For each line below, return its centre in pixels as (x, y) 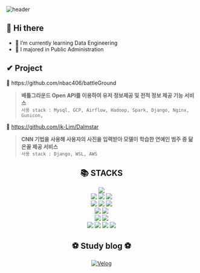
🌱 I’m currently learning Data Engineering (66, 43)
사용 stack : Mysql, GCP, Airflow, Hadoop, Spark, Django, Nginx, (105, 110)
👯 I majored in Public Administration (59, 49)
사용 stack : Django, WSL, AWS (59, 154)
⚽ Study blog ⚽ (102, 246)
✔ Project (24, 69)
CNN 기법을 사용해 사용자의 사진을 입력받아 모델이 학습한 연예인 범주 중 (104, 139)
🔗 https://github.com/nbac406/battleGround (61, 83)
